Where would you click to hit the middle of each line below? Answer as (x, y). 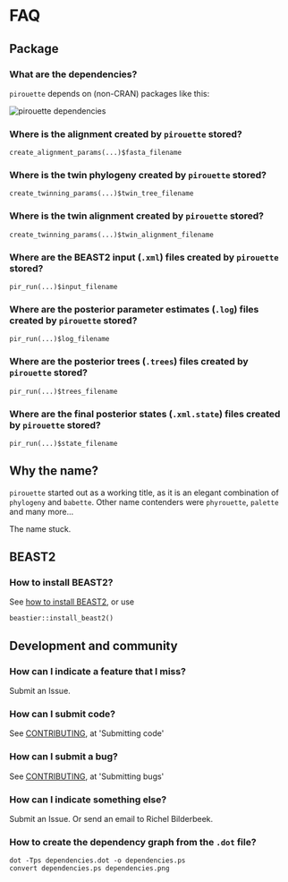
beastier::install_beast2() (62, 619)
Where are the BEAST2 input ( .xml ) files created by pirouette (144, 257)
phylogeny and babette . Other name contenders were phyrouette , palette (144, 501)
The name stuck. (40, 528)
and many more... (42, 511)
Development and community (93, 646)
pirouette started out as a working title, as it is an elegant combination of (144, 492)
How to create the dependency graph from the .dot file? (133, 842)
